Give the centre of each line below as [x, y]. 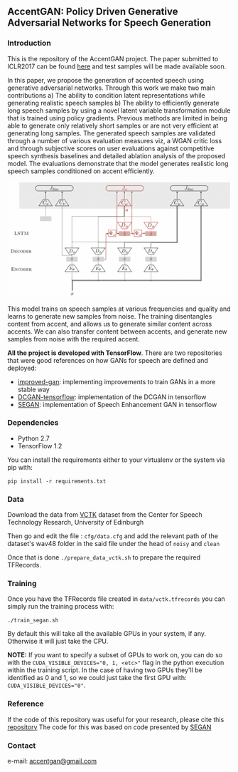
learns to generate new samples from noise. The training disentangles [110, 316]
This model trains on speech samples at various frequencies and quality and [119, 309]
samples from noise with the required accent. [74, 339]
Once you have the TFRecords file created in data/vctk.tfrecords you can [116, 599]
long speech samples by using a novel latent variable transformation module [119, 110]
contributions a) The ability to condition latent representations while [107, 95]
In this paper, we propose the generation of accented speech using [106, 80]
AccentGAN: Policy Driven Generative [93, 12]
